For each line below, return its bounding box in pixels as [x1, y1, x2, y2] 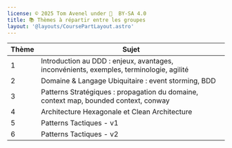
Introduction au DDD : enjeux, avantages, [41, 56, 174, 66]
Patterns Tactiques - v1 [41, 118, 119, 128]
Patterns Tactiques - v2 [41, 129, 119, 139]
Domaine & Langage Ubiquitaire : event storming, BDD [41, 76, 216, 86]
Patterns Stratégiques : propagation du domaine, [41, 87, 199, 97]
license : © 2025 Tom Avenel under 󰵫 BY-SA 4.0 [7, 10, 147, 17]
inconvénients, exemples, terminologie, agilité [41, 65, 189, 74]
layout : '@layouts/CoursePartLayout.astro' [7, 23, 135, 30]
